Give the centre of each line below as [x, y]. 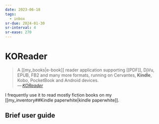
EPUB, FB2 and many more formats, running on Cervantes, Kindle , [84, 75]
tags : [11, 14]
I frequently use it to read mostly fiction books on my [58, 95]
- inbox [17, 19]
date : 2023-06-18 [23, 10]
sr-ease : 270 [18, 32]
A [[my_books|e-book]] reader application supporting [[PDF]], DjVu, [86, 70]
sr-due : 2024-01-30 [25, 23]
